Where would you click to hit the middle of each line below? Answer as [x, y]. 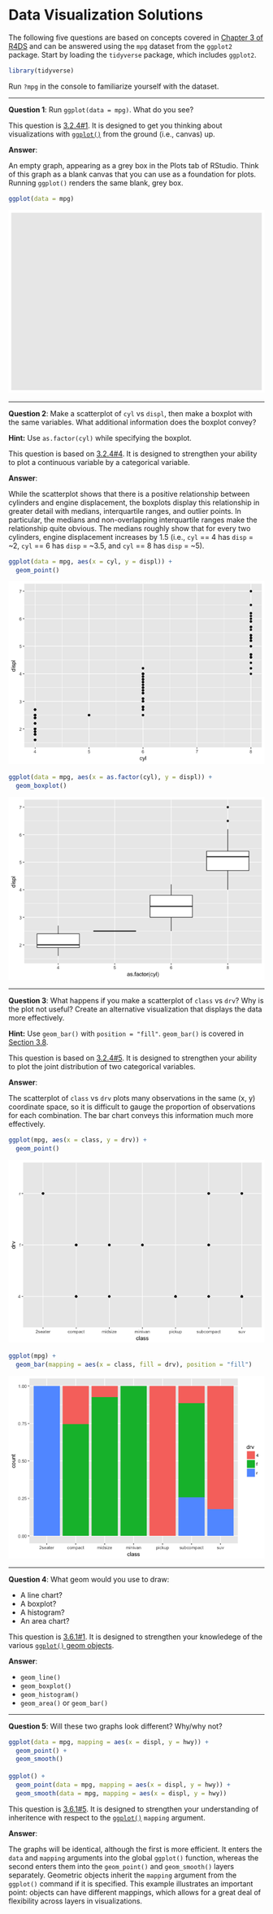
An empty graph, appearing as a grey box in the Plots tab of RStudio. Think [134, 165]
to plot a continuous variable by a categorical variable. [100, 462]
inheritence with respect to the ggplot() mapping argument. [107, 1817]
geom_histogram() [50, 1694]
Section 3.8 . [28, 1042]
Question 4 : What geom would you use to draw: [89, 1579]
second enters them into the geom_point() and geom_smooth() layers [121, 1866]
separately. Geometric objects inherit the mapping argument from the [123, 1875]
